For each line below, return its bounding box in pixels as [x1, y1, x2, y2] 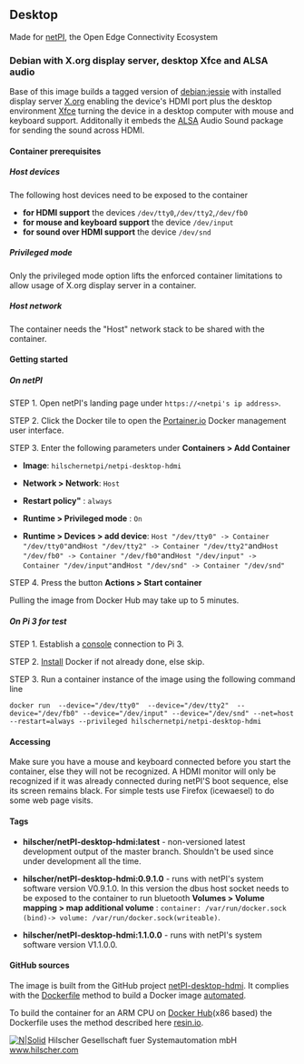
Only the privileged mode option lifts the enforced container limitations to [9, 270, 283, 281]
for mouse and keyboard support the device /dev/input [22, 216, 234, 227]
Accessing [9, 736, 51, 747]
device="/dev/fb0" [9, 709, 79, 718]
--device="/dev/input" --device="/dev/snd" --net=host [82, 709, 295, 718]
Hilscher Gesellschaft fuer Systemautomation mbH [47, 1034, 238, 1045]
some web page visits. [9, 795, 93, 806]
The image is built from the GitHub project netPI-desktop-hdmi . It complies [9, 979, 289, 990]
